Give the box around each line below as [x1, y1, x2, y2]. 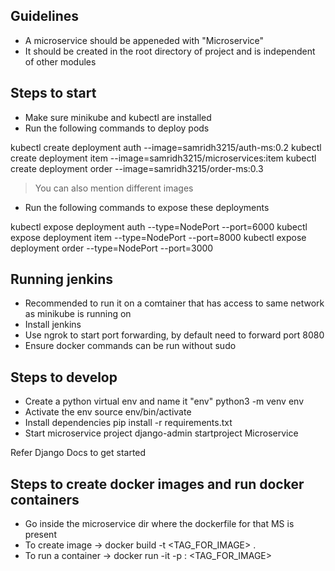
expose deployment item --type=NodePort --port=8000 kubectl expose [10, 231, 307, 243]
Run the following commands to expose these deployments [24, 201, 270, 213]
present [24, 529, 57, 541]
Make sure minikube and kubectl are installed [24, 111, 212, 123]
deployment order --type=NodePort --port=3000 [10, 242, 214, 254]
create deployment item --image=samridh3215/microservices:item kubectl [10, 152, 317, 164]
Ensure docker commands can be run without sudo [24, 340, 237, 352]
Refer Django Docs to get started [10, 447, 147, 459]
